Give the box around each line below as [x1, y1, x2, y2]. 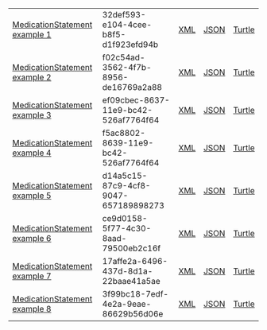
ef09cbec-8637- [102, 95, 170, 106]
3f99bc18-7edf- [102, 289, 169, 299]
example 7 [12, 270, 52, 281]
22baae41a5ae [102, 276, 161, 286]
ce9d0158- [102, 213, 148, 223]
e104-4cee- [102, 19, 153, 30]
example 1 [12, 29, 52, 40]
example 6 [12, 233, 52, 243]
